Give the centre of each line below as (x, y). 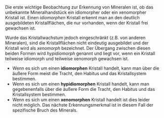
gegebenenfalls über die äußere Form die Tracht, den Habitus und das (83, 89)
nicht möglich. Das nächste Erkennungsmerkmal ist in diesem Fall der (83, 105)
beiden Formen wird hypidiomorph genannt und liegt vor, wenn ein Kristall (80, 53)
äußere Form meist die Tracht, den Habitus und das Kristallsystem (79, 73)
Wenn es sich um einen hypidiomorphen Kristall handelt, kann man (81, 84)
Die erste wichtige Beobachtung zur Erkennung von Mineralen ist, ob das (79, 7)
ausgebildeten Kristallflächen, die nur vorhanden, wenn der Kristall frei (77, 23)
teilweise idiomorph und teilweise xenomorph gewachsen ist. (67, 59)
